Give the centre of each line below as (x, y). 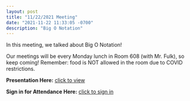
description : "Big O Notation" (45, 28)
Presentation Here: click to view (46, 80)
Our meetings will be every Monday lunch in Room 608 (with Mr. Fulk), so (95, 56)
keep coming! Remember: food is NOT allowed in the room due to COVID (94, 63)
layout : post (22, 12)
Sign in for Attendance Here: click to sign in (60, 92)
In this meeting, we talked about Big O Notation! (64, 45)
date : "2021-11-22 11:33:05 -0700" (50, 22)
